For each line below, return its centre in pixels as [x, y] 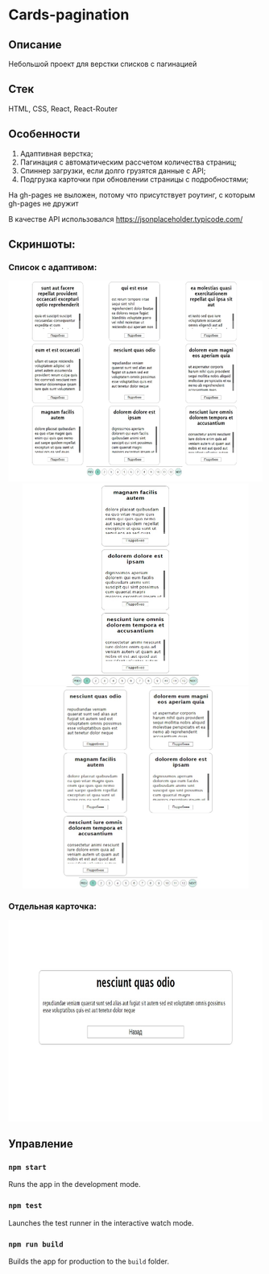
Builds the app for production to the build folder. [89, 1261]
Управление [41, 1144]
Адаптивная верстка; [56, 153]
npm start [27, 1167]
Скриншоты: [42, 245]
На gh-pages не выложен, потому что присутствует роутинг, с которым [132, 194]
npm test [25, 1206]
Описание [35, 45]
